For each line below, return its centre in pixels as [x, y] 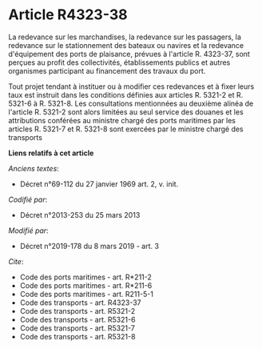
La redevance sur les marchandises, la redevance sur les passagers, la [125, 37]
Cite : [16, 261]
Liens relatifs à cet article [51, 153]
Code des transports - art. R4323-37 [80, 303]
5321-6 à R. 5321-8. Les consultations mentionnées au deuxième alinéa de [131, 103]
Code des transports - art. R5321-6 [77, 319]
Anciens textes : [34, 168]
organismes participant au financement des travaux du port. [107, 70]
